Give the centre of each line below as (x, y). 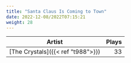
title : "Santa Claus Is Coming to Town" (57, 11)
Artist (55, 42)
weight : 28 (19, 22)
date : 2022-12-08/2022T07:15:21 (46, 17)
